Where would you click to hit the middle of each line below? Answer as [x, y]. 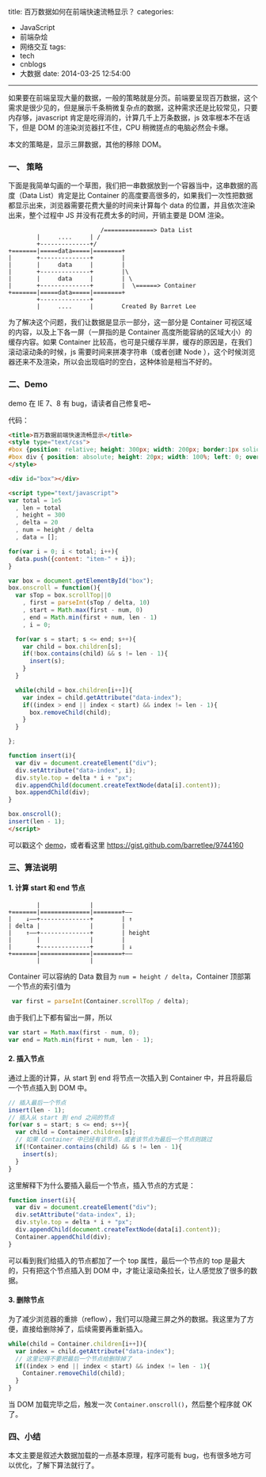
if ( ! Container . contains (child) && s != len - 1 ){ [99, 1147]
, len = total [38, 508]
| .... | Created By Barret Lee [116, 307]
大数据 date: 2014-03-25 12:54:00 [75, 73]
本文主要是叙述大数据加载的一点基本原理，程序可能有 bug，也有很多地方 [127, 1456]
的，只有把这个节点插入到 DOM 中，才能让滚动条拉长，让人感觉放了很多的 [129, 1270]
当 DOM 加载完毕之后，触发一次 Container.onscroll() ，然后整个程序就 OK [130, 1404]
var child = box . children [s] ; [72, 647]
